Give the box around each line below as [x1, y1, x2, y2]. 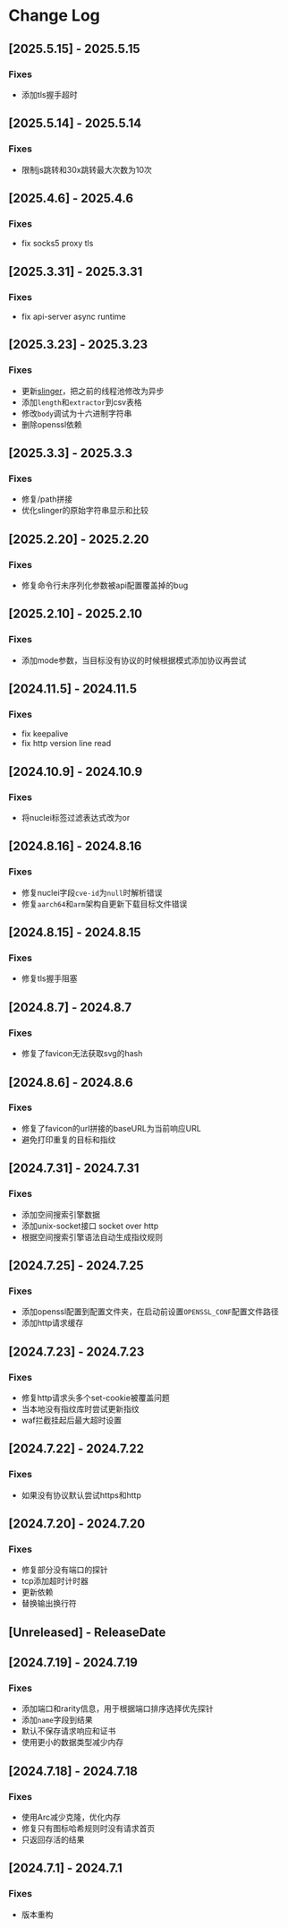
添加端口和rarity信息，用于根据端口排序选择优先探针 [21, 1703, 214, 1714]
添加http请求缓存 [21, 1318, 84, 1329]
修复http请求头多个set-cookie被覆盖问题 [21, 1392, 171, 1403]
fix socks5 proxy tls [21, 238, 94, 249]
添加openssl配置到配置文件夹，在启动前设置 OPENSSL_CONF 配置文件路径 [21, 1306, 279, 1317]
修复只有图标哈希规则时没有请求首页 [21, 1823, 156, 1834]
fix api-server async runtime [21, 311, 126, 322]
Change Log [8, 5, 100, 26]
